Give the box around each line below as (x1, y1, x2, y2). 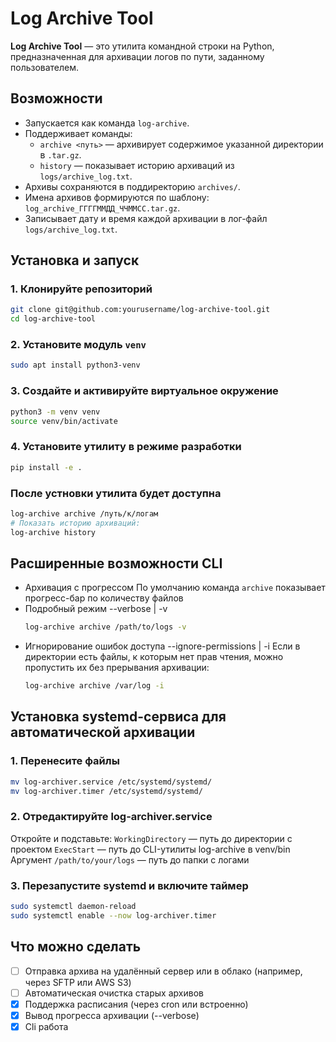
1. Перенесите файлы (10, 754, 120, 768)
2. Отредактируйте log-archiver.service (10, 810, 213, 824)
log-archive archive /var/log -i (24, 681, 165, 691)
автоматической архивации (10, 724, 196, 741)
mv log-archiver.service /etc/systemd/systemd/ (10, 777, 213, 787)
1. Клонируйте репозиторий (10, 282, 153, 296)
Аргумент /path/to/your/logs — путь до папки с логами (10, 853, 250, 866)
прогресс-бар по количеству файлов (24, 592, 184, 604)
